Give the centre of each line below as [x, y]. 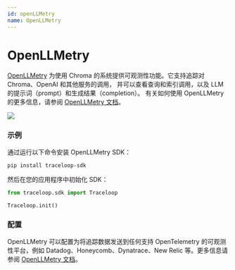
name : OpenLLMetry [34, 20]
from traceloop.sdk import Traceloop [63, 192]
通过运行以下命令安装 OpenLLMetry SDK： [69, 152]
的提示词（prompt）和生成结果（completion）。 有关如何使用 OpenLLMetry [116, 93]
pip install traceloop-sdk [47, 165]
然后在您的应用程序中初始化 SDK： [58, 179]
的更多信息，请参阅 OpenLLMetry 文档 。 [66, 102]
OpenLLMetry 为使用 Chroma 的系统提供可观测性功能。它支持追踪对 [106, 75]
